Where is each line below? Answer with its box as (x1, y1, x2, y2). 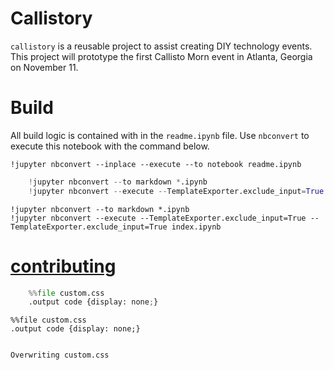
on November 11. (10, 61, 79, 73)
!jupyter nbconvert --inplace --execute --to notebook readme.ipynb (10, 159, 302, 169)
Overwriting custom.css (10, 350, 110, 361)
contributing (10, 255, 117, 277)
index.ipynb (171, 222, 222, 232)
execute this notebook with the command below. (10, 140, 210, 152)
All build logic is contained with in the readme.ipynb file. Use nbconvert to (10, 129, 310, 141)
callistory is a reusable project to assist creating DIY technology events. (10, 40, 313, 52)
